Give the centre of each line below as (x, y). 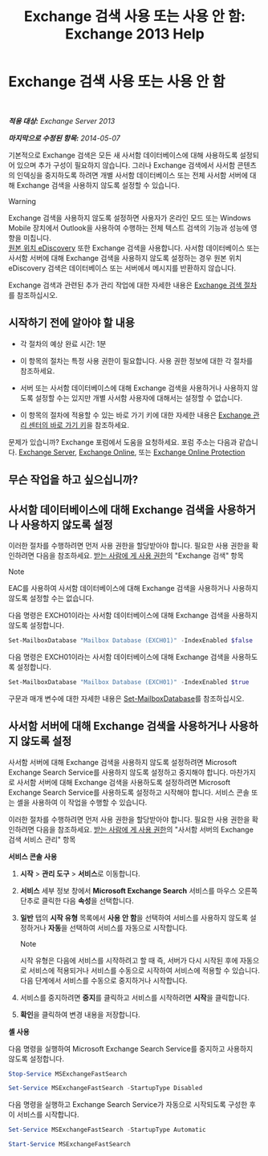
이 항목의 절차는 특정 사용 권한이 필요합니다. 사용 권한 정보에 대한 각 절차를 (136, 360)
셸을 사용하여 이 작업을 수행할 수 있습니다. (82, 802)
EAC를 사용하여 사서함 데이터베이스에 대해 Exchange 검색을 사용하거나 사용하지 (133, 588)
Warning (22, 201)
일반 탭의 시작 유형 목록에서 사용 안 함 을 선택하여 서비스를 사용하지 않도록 (134, 918)
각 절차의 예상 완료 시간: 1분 (63, 344)
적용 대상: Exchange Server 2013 (62, 120)
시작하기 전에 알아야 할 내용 (71, 323)
